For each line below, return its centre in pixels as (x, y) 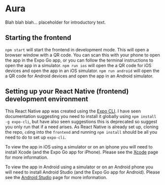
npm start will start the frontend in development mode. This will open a (77, 49)
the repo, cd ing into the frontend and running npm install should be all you (81, 132)
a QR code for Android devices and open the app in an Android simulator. (79, 76)
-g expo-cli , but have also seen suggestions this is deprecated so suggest (81, 121)
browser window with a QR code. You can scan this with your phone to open (82, 55)
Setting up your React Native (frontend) (67, 92)
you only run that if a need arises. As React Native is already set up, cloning (82, 127)
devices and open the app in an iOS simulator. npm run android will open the (82, 71)
